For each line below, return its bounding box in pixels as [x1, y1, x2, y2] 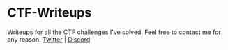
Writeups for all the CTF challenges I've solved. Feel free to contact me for [7, 28, 222, 36]
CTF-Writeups [7, 5, 92, 21]
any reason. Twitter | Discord [7, 35, 91, 43]
